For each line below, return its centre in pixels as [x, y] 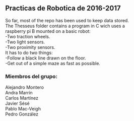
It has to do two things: [29, 52]
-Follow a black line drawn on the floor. [46, 58]
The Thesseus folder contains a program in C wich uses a [65, 26]
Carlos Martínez [22, 98]
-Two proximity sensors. [30, 47]
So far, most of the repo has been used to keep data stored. [67, 20]
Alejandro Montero [25, 87]
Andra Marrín [19, 93]
